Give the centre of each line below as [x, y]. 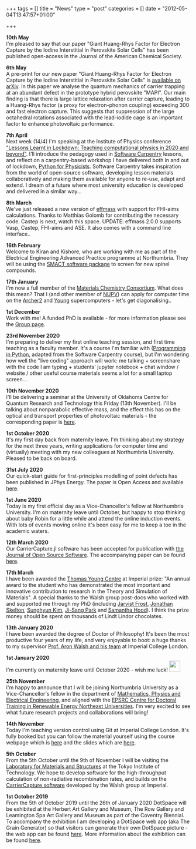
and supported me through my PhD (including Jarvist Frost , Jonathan [90, 604]
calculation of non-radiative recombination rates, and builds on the [86, 779]
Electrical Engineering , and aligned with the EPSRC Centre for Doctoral [91, 700]
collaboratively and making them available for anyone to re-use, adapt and [96, 179]
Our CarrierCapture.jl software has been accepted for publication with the [95, 548]
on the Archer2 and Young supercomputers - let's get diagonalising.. [89, 300]
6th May [16, 68]
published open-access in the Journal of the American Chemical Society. [94, 56]
